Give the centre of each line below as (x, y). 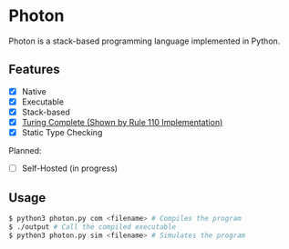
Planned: (25, 151)
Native (34, 91)
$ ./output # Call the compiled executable (93, 227)
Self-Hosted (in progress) (70, 168)
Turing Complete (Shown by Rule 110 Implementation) (122, 122)
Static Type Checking (62, 132)
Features (34, 70)
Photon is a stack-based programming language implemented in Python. (144, 41)
